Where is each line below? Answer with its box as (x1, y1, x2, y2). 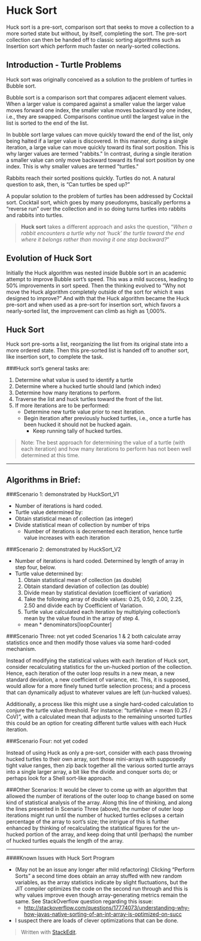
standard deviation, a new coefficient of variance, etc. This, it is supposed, (6, 676, 190, 683)
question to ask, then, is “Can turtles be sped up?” (6, 180, 130, 188)
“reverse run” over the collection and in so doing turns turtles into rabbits (6, 205, 187, 212)
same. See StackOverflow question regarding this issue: (14, 898, 154, 905)
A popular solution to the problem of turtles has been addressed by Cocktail (6, 192, 193, 200)
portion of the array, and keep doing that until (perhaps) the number (26, 831, 193, 838)
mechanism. (6, 646, 36, 653)
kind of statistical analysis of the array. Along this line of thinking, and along (6, 799, 193, 806)
